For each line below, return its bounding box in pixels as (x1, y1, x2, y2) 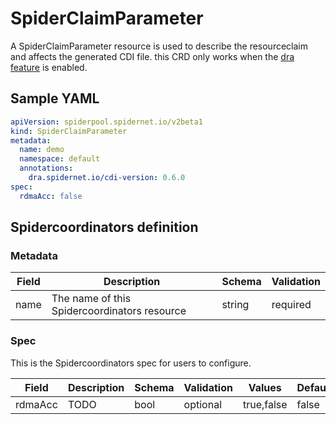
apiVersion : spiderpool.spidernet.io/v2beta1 (10, 117, 203, 127)
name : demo (19, 145, 65, 155)
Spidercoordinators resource (51, 304, 187, 318)
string (221, 298, 250, 312)
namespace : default (19, 154, 101, 164)
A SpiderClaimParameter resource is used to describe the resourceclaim (10, 40, 308, 52)
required (271, 298, 312, 312)
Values (248, 380, 282, 394)
